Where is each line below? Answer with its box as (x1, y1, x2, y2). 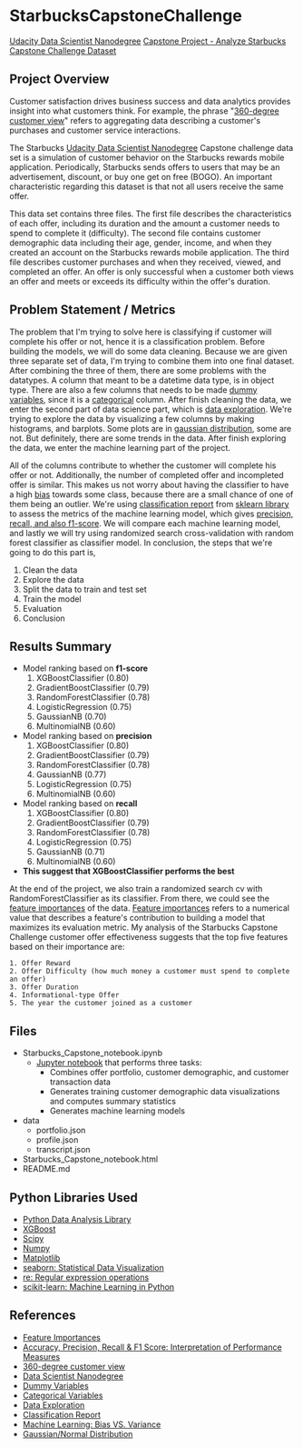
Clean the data (22, 564, 78, 575)
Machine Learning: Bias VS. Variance (22, 1419, 161, 1430)
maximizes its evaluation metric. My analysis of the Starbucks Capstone (9, 922, 279, 933)
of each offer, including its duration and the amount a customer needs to (9, 217, 280, 228)
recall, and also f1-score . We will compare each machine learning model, (9, 517, 281, 528)
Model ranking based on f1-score (22, 663, 148, 674)
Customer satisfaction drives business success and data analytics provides (9, 95, 291, 106)
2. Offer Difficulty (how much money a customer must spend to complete (9, 967, 290, 976)
